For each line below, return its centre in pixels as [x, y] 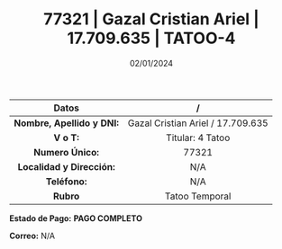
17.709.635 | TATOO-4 [151, 38]
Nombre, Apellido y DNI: [67, 123]
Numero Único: [67, 152]
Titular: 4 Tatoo [198, 138]
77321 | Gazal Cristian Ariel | [151, 19]
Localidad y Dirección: [66, 166]
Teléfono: [66, 182]
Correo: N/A [32, 236]
